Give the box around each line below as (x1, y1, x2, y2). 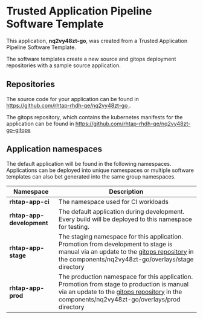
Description (109, 187, 144, 196)
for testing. (58, 222, 89, 231)
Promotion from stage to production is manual (58, 280, 189, 288)
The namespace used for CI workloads (58, 197, 169, 206)
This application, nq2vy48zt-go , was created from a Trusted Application (6, 37, 188, 44)
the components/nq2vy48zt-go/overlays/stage (58, 255, 194, 263)
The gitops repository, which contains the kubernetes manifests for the (6, 113, 183, 120)
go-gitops (6, 126, 31, 134)
